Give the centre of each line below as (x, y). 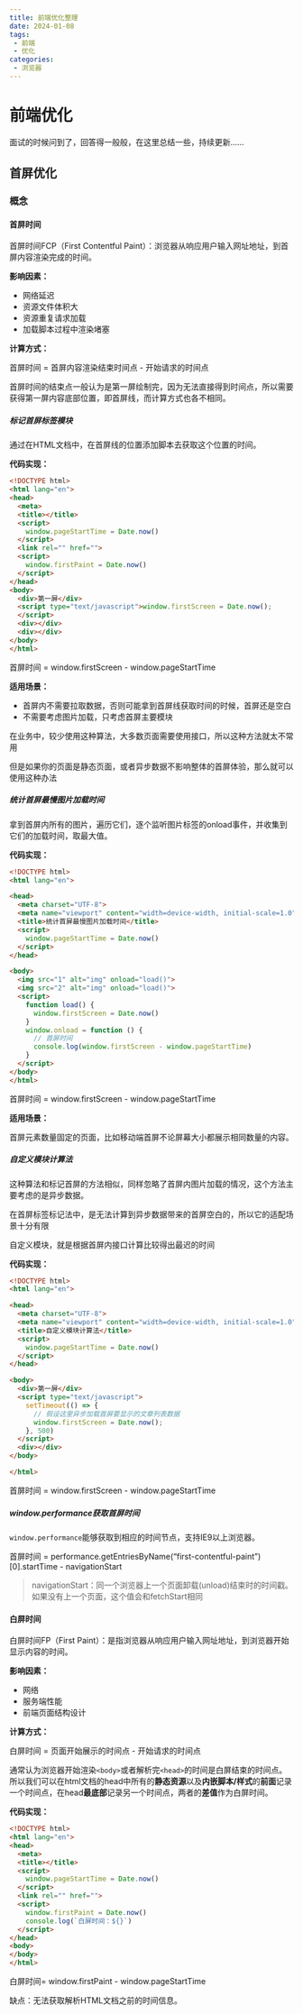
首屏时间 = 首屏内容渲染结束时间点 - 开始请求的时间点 (109, 368)
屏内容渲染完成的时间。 (53, 257)
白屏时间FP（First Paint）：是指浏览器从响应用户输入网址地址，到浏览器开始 (150, 1641)
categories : (32, 60)
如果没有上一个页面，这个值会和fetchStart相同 (117, 1596)
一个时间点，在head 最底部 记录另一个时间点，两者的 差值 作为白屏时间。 (141, 1793)
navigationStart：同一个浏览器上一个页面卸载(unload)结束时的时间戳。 (162, 1585)
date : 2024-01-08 (42, 26)
